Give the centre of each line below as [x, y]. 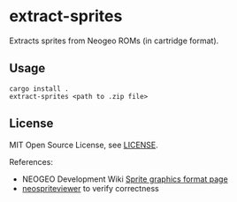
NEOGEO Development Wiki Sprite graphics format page [125, 179]
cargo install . [39, 89]
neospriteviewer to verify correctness [90, 188]
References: [31, 161]
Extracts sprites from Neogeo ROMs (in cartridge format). [114, 41]
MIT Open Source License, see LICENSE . [84, 145]
